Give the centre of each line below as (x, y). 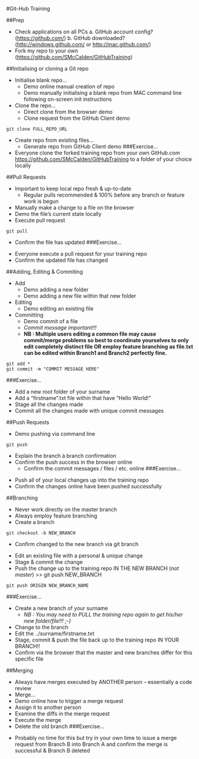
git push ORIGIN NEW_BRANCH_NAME (48, 585)
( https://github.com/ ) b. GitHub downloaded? (70, 38)
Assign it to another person (48, 707)
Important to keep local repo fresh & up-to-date (73, 188)
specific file (29, 659)
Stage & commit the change (49, 562)
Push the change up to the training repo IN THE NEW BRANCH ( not (97, 568)
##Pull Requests (26, 177)
